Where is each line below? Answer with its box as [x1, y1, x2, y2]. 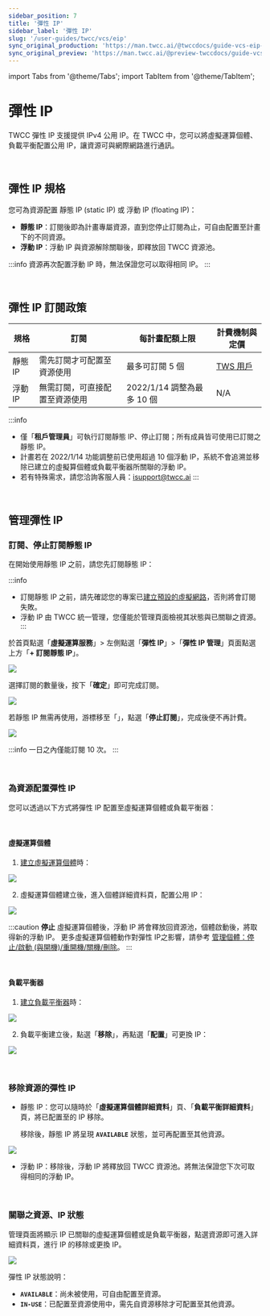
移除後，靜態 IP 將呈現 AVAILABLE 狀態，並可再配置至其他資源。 [19, 1130, 229, 1139]
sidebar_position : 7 [8, 11, 78, 20]
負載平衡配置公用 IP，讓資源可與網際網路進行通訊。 [8, 140, 179, 150]
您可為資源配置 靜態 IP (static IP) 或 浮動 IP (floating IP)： [8, 205, 197, 214]
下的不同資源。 [19, 231, 70, 242]
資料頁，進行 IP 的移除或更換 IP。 [14, 1239, 126, 1249]
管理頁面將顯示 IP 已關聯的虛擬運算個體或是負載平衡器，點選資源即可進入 [8, 1229, 252, 1239]
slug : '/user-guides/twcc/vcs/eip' [8, 34, 128, 43]
